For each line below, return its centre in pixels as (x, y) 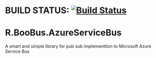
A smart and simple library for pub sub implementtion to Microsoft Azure (78, 46)
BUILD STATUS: (37, 10)
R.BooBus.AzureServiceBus (63, 33)
